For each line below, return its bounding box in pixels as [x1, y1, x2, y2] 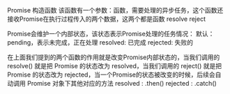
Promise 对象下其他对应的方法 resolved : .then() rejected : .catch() [26, 79, 217, 87]
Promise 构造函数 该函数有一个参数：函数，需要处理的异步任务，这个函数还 [7, 6, 224, 14]
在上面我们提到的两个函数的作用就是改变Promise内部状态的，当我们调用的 [7, 53, 220, 61]
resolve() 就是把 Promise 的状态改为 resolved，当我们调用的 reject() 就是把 [7, 62, 222, 70]
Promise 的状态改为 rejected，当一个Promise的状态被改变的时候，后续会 [7, 70, 215, 79]
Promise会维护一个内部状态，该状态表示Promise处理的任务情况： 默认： [7, 30, 215, 38]
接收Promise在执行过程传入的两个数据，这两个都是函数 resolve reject [7, 15, 206, 23]
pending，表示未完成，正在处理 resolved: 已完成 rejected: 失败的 [7, 38, 194, 47]
